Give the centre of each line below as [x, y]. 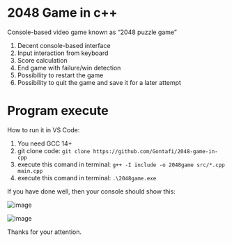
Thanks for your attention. [45, 232]
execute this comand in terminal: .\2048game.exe [87, 178]
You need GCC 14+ [45, 143]
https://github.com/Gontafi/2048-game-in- [155, 151]
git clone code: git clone [54, 150]
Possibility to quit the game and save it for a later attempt [99, 82]
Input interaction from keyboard [63, 53]
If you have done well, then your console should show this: [91, 191]
